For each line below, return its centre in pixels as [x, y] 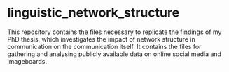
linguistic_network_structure [93, 13]
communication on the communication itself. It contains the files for [104, 46]
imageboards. [27, 61]
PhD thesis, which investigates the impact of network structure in [102, 39]
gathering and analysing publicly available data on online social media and [114, 54]
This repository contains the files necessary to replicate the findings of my [114, 32]
